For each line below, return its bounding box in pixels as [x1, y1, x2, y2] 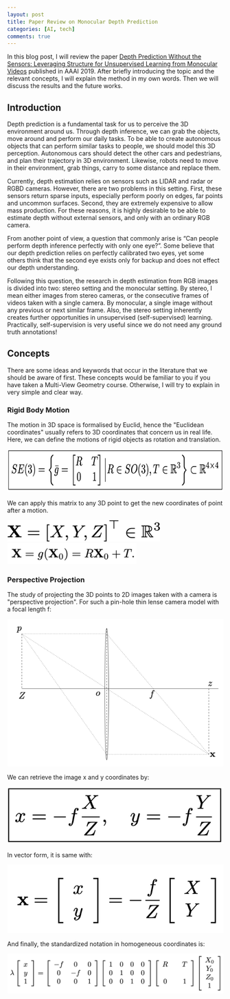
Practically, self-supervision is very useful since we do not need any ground [7, 320, 222, 329]
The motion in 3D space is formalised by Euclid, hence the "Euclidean [7, 421, 205, 429]
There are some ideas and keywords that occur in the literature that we [7, 366, 208, 374]
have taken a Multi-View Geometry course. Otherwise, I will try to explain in [7, 380, 220, 388]
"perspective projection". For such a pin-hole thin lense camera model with [7, 598, 220, 606]
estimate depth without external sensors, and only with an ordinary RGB [7, 214, 211, 222]
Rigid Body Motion [7, 405, 70, 415]
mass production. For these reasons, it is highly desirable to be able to [7, 206, 206, 215]
